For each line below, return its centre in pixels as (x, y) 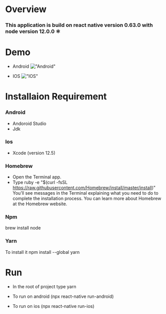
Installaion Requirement (56, 97)
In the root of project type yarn (44, 286)
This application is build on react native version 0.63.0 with (79, 25)
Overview (26, 9)
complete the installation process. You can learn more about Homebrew (87, 199)
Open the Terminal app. (37, 177)
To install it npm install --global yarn (43, 252)
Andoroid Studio (29, 123)
